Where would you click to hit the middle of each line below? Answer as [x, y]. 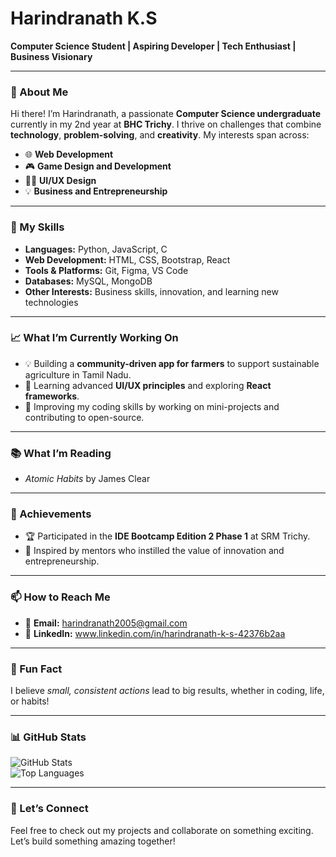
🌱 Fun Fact [36, 669]
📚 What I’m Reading [61, 453]
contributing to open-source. [84, 417]
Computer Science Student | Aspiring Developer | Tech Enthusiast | [153, 46]
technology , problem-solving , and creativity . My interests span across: [160, 135]
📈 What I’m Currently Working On [94, 338]
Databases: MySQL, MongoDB [88, 281]
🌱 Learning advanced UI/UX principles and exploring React [148, 385]
